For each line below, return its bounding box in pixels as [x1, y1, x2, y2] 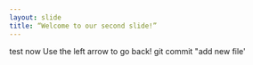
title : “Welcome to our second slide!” [9, 21, 158, 30]
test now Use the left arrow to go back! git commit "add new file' [9, 45, 247, 56]
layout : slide [9, 12, 62, 22]
